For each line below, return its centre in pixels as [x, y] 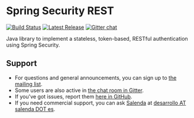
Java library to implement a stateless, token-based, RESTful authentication [97, 38]
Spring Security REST [60, 11]
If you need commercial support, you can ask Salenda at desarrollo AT [100, 103]
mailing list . [28, 84]
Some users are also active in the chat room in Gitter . [79, 90]
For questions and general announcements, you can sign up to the [96, 77]
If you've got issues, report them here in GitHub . [73, 96]
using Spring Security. [33, 45]
